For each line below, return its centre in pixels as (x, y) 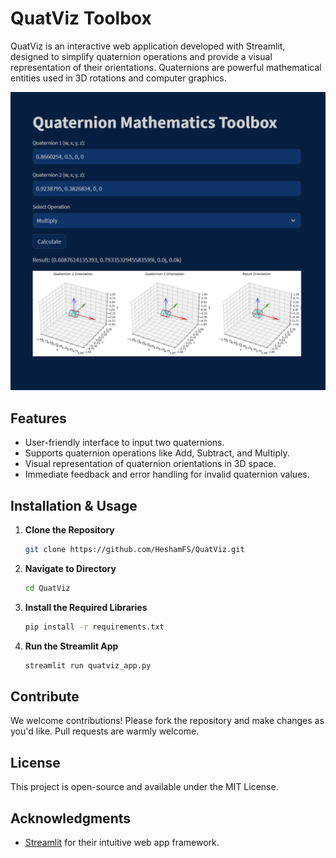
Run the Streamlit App (71, 646)
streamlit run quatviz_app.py (88, 665)
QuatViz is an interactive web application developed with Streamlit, (148, 46)
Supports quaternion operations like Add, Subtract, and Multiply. (157, 453)
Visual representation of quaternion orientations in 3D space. (150, 464)
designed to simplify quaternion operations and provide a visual (141, 56)
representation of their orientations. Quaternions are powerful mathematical (166, 67)
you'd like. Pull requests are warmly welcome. (105, 731)
